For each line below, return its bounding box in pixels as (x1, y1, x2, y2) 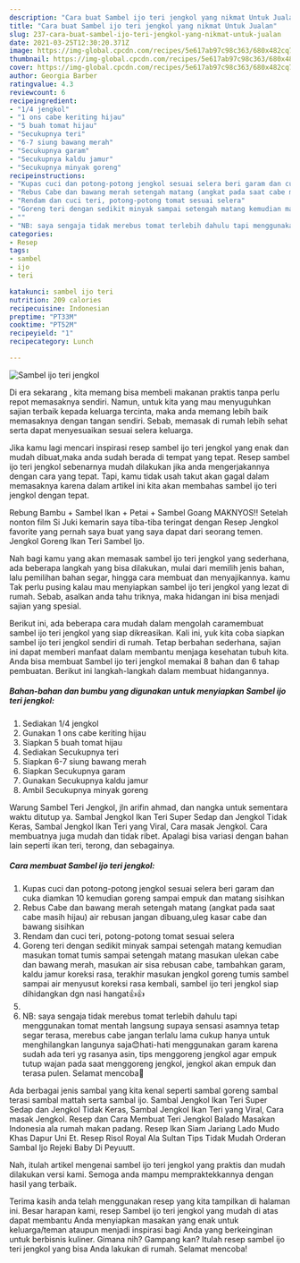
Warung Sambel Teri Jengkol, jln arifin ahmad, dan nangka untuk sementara (9, 802, 288, 813)
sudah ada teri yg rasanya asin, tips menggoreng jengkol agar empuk (21, 1048, 277, 1059)
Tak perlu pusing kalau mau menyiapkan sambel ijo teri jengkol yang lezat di (9, 581, 289, 592)
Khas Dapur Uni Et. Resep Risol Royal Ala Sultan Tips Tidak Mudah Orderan (9, 1132, 287, 1143)
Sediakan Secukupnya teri (21, 747, 119, 757)
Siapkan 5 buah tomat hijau (21, 737, 123, 747)
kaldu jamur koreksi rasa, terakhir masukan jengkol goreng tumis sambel (21, 969, 289, 979)
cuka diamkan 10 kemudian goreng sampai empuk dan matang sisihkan (21, 892, 285, 903)
